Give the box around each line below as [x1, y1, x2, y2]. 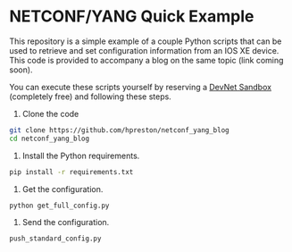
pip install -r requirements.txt [9, 167, 134, 176]
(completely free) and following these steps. [9, 91, 171, 102]
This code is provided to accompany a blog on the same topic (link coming [9, 55, 284, 65]
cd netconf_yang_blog [9, 134, 90, 143]
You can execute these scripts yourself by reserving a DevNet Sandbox [9, 81, 272, 92]
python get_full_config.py [9, 201, 110, 210]
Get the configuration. [21, 183, 104, 194]
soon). [9, 64, 33, 75]
